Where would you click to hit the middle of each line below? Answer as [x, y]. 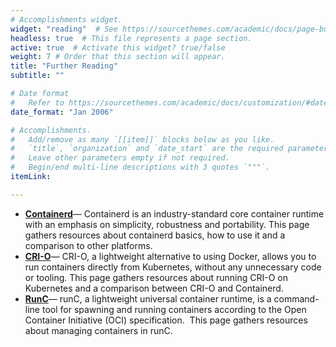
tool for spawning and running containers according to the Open [174, 309]
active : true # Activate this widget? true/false [118, 47]
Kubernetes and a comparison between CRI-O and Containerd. [154, 288]
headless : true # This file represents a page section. [131, 38]
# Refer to [37, 102]
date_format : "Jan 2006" [62, 112]
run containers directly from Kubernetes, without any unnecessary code [173, 267]
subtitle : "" [37, 76]
